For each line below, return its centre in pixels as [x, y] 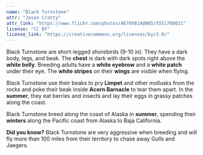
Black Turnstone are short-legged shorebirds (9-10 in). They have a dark [97, 52]
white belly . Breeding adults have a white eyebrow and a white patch [94, 65]
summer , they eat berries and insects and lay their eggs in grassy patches [100, 96]
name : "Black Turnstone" [38, 12]
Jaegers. [17, 145]
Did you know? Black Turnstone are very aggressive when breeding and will [102, 133]
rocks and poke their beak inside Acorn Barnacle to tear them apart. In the [100, 89]
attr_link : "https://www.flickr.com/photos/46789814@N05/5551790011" [96, 23]
